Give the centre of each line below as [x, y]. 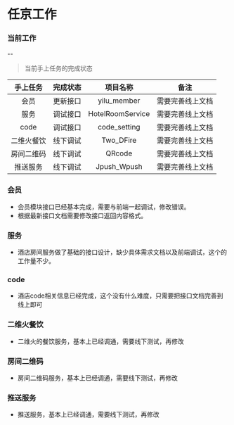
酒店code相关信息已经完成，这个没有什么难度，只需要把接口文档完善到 [120, 296]
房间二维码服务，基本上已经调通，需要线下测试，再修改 [97, 378]
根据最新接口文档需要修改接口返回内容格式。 [82, 215]
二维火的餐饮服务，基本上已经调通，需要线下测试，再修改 [100, 341]
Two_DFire [119, 140]
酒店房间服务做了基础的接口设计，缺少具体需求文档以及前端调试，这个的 [122, 252]
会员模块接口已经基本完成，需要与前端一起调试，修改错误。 [104, 207]
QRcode [119, 153]
